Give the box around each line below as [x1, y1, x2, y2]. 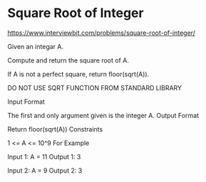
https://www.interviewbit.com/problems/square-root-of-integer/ [7, 28, 196, 37]
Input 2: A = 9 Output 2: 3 [7, 166, 83, 175]
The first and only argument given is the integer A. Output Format [7, 111, 200, 119]
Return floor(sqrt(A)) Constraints [7, 124, 103, 133]
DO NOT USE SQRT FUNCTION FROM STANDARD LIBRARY [7, 83, 182, 92]
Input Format [7, 97, 45, 106]
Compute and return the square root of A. [7, 55, 130, 65]
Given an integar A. [7, 42, 64, 50]
